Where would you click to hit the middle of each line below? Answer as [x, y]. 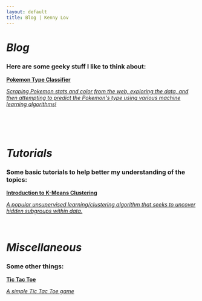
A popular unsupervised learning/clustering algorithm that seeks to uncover [101, 205]
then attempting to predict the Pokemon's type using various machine [93, 98]
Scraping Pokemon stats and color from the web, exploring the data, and [97, 91]
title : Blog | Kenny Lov [37, 18]
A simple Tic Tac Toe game [40, 291]
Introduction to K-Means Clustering [52, 193]
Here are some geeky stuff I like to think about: [76, 66]
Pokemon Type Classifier [38, 79]
